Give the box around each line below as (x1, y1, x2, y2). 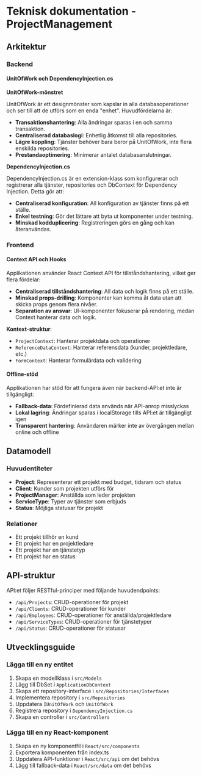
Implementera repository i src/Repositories (15, 694, 126, 701)
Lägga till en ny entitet (6, 660, 74, 669)
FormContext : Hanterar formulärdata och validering (15, 356, 142, 364)
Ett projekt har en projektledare (15, 540, 93, 547)
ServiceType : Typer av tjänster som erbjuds (15, 497, 126, 505)
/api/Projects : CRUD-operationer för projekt (15, 598, 129, 605)
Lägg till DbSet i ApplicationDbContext (15, 680, 112, 688)
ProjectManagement (6, 17, 113, 31)
